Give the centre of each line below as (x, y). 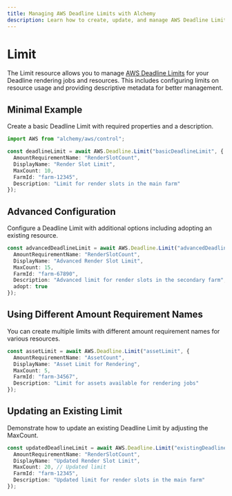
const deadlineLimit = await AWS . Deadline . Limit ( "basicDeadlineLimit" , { (116, 152)
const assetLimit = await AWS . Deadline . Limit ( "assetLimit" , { (98, 351)
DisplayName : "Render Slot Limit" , (65, 164)
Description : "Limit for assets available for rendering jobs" (106, 383)
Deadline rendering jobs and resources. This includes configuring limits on (113, 81)
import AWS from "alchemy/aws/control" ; (66, 139)
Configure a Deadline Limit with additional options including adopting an (109, 228)
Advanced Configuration (61, 211)
